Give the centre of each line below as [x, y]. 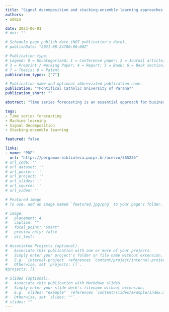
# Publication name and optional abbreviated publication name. [74, 84]
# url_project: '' [24, 176]
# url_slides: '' [23, 181]
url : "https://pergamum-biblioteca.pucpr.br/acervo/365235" [74, 158]
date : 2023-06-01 [23, 28]
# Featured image [23, 200]
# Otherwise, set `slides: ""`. [41, 297]
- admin [13, 19]
